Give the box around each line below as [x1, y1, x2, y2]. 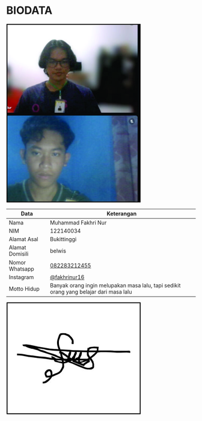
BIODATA [6, 4, 53, 17]
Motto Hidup [8, 285, 40, 292]
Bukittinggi [50, 236, 77, 243]
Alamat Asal [8, 236, 38, 243]
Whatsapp [8, 265, 34, 272]
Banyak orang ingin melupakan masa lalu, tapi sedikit [50, 282, 181, 289]
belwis [50, 247, 66, 254]
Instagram [8, 273, 34, 280]
